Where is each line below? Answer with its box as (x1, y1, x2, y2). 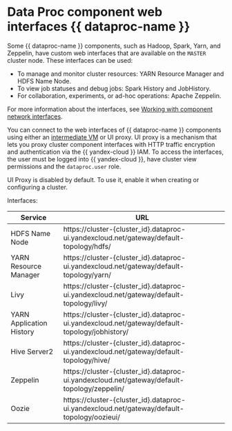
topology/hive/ (63, 355, 110, 365)
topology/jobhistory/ (63, 327, 129, 337)
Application (10, 318, 48, 328)
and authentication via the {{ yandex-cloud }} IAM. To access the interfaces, (7, 148, 224, 156)
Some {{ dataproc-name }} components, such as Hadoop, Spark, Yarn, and (7, 41, 221, 50)
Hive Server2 (10, 346, 54, 356)
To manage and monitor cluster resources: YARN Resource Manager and (17, 70, 224, 78)
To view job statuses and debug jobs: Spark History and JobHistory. (17, 84, 211, 92)
